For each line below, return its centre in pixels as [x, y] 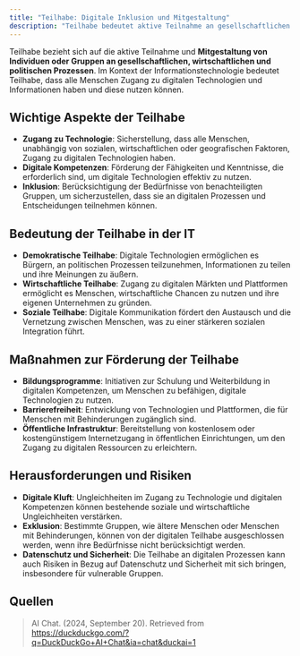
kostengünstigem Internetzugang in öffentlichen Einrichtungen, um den [154, 438]
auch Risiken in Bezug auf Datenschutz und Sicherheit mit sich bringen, [154, 564]
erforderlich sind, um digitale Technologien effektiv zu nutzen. [137, 177]
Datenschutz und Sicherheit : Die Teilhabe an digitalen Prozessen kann [154, 554]
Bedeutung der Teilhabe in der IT [102, 234]
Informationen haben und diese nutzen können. [97, 89]
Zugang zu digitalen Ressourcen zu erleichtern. [110, 447]
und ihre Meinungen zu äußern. [80, 275]
